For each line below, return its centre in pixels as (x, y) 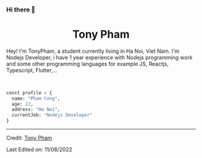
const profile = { (29, 93)
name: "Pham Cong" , (36, 99)
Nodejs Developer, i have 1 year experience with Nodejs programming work (99, 57)
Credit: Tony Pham (29, 138)
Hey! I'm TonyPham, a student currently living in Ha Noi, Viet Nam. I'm (93, 51)
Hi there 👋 (21, 10)
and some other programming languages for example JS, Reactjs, (87, 64)
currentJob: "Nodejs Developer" (52, 115)
